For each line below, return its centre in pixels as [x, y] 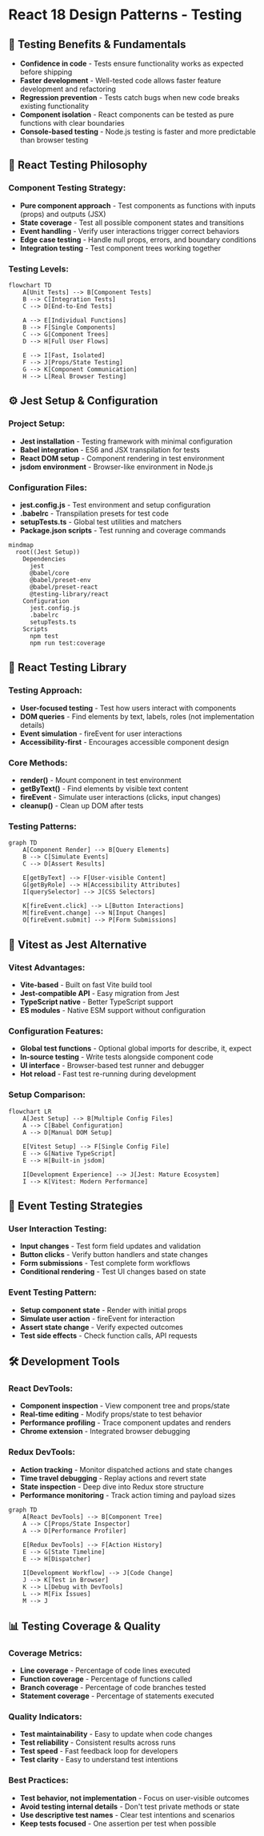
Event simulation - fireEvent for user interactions [101, 733]
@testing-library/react [69, 594]
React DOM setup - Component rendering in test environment [122, 458]
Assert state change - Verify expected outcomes [102, 1327]
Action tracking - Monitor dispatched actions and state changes [126, 1469]
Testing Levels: [39, 268]
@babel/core [49, 573]
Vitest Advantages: [47, 967]
